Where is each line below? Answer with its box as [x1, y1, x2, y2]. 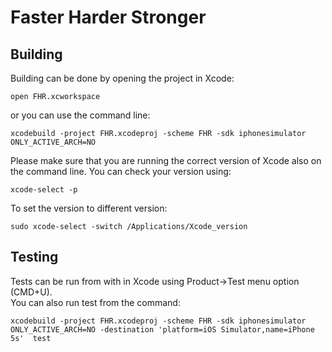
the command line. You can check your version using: [10, 166, 232, 177]
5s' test [10, 333, 52, 343]
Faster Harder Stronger [10, 6, 207, 29]
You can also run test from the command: [10, 296, 181, 308]
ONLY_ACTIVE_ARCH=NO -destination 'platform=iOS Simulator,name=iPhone [10, 324, 315, 335]
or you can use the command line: [10, 109, 151, 121]
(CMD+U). [10, 286, 53, 298]
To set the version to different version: [10, 202, 168, 214]
